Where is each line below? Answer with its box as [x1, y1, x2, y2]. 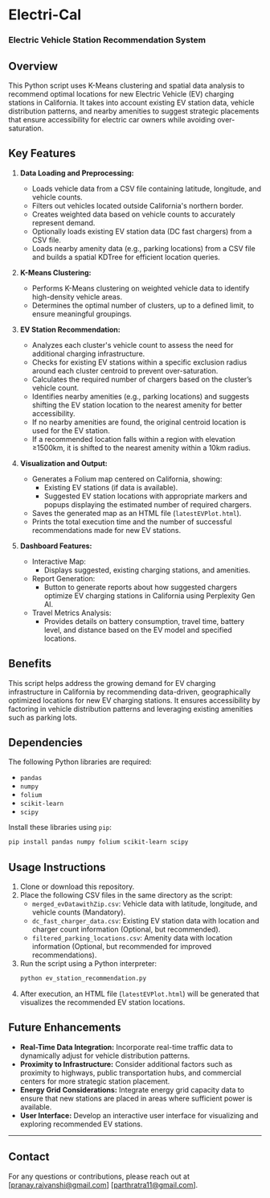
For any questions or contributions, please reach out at [8, 1171, 190, 1181]
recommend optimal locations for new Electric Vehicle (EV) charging [8, 89, 235, 98]
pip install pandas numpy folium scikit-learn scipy [8, 838, 189, 846]
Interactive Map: [31, 556, 87, 566]
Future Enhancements [8, 1021, 122, 1035]
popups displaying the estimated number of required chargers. [43, 499, 252, 509]
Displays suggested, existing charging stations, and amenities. [43, 565, 251, 575]
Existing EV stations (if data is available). [43, 482, 178, 492]
